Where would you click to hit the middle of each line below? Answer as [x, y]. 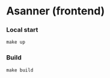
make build [20, 70]
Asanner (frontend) [56, 11]
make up [16, 42]
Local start [22, 30]
